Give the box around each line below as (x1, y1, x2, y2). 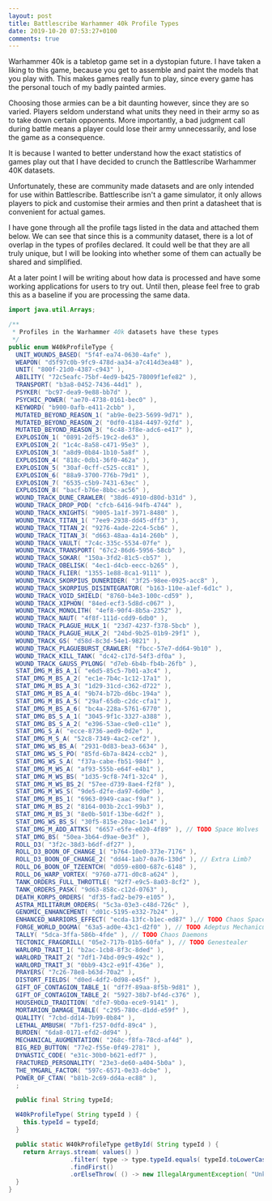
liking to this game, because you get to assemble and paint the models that (8, 66, 259, 75)
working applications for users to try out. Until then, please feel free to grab (8, 281, 261, 292)
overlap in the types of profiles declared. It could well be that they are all (8, 240, 250, 250)
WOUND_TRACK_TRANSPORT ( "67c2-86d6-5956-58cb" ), (15, 546, 186, 555)
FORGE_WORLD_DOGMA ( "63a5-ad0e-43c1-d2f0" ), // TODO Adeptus (15, 923, 230, 932)
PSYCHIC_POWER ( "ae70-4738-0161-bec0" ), (15, 395, 158, 404)
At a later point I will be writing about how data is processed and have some (8, 273, 261, 283)
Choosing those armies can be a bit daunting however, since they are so (8, 98, 249, 108)
